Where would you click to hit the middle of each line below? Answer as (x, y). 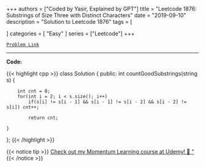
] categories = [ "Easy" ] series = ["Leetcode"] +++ (71, 34)
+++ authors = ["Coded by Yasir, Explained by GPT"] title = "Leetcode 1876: (102, 9)
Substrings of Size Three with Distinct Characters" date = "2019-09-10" (96, 15)
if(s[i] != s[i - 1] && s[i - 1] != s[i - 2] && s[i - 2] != (108, 102)
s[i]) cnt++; (23, 107)
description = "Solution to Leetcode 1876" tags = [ (69, 22)
